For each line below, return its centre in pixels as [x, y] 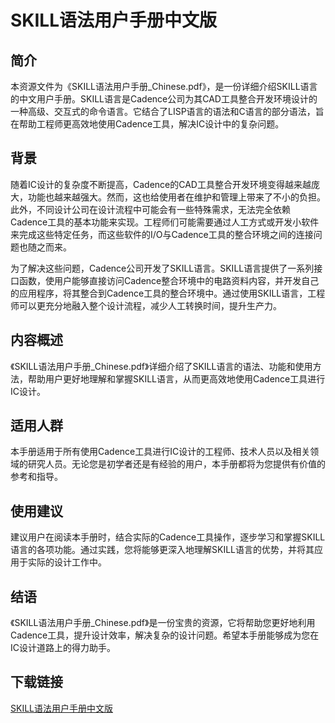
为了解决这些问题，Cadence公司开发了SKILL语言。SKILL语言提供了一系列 [162, 268]
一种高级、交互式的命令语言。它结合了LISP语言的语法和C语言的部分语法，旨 [167, 111]
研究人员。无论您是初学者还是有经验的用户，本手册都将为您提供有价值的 [176, 464]
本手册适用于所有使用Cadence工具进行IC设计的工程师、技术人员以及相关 [160, 452]
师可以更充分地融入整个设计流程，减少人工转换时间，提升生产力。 [146, 305]
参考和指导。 [36, 477]
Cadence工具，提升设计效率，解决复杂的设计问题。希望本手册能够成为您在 [165, 635]
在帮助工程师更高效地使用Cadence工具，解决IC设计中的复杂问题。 [147, 124]
